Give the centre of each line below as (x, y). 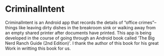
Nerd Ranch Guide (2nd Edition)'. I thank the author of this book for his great (82, 43)
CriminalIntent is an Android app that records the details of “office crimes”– (81, 22)
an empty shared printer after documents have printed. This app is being (78, 33)
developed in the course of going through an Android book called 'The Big (80, 38)
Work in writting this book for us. (38, 48)
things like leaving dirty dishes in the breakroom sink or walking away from (80, 27)
